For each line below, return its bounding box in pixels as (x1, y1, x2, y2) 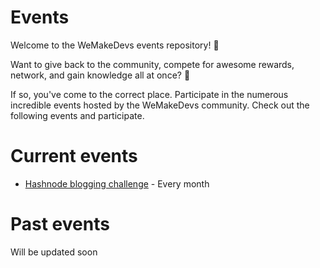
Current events (10, 145, 138, 168)
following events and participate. (10, 109, 145, 121)
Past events (10, 213, 110, 236)
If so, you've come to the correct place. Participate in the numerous (10, 88, 289, 100)
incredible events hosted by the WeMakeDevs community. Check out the (10, 99, 310, 111)
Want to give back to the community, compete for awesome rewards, (10, 58, 295, 70)
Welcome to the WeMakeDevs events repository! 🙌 (10, 39, 220, 51)
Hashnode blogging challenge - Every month (24, 177, 210, 190)
